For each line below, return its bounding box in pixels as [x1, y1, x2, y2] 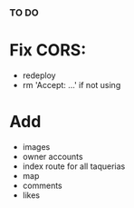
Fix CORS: [9, 40, 87, 61]
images [22, 141, 51, 152]
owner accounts [22, 151, 83, 162]
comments [22, 180, 62, 191]
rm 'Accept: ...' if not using [22, 79, 121, 90]
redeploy [22, 70, 56, 81]
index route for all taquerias [22, 161, 126, 172]
